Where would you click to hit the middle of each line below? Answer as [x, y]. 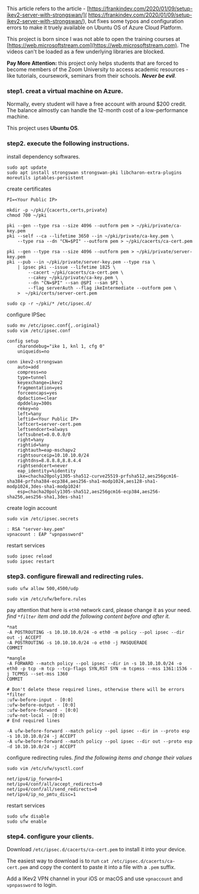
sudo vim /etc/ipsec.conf [38, 331]
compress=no [32, 372]
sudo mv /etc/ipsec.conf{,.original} [53, 325]
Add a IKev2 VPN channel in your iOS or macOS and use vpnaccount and [95, 879]
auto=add [28, 367]
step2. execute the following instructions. [68, 144]
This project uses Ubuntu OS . [43, 128]
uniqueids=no [33, 351]
